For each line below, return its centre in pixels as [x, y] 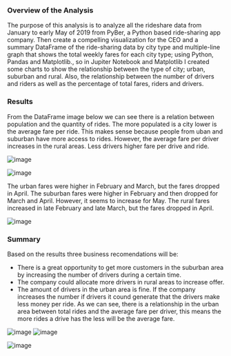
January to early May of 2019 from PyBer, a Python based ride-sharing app [114, 32]
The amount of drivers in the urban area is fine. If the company [106, 289]
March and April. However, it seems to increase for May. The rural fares [109, 200]
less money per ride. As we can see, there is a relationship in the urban [118, 304]
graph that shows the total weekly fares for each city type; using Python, [110, 54]
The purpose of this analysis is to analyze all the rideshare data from [104, 25]
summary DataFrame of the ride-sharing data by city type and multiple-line [114, 48]
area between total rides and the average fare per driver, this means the [119, 311]
